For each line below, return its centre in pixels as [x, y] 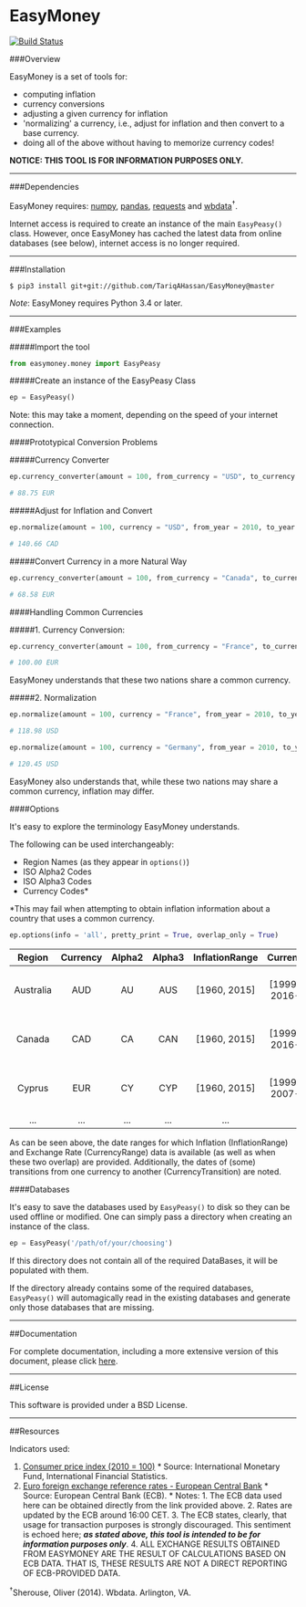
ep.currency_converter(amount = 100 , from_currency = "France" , [134, 646]
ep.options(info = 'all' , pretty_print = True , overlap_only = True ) [144, 935]
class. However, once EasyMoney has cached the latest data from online [146, 233]
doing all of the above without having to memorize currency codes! [148, 142]
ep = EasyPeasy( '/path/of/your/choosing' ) [91, 1243]
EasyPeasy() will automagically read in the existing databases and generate [150, 1298]
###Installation [37, 269]
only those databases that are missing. [82, 1307]
